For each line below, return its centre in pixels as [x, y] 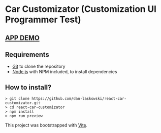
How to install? [28, 87]
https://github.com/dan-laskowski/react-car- [79, 99]
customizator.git [23, 103]
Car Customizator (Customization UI [81, 9]
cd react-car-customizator [37, 107]
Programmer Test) [43, 20]
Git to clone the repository [39, 66]
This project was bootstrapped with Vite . [46, 125]
